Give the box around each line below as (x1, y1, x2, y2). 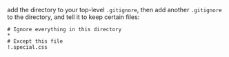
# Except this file (7, 38, 63, 45)
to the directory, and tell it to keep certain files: (7, 13, 140, 21)
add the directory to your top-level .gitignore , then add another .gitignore (7, 6, 222, 14)
